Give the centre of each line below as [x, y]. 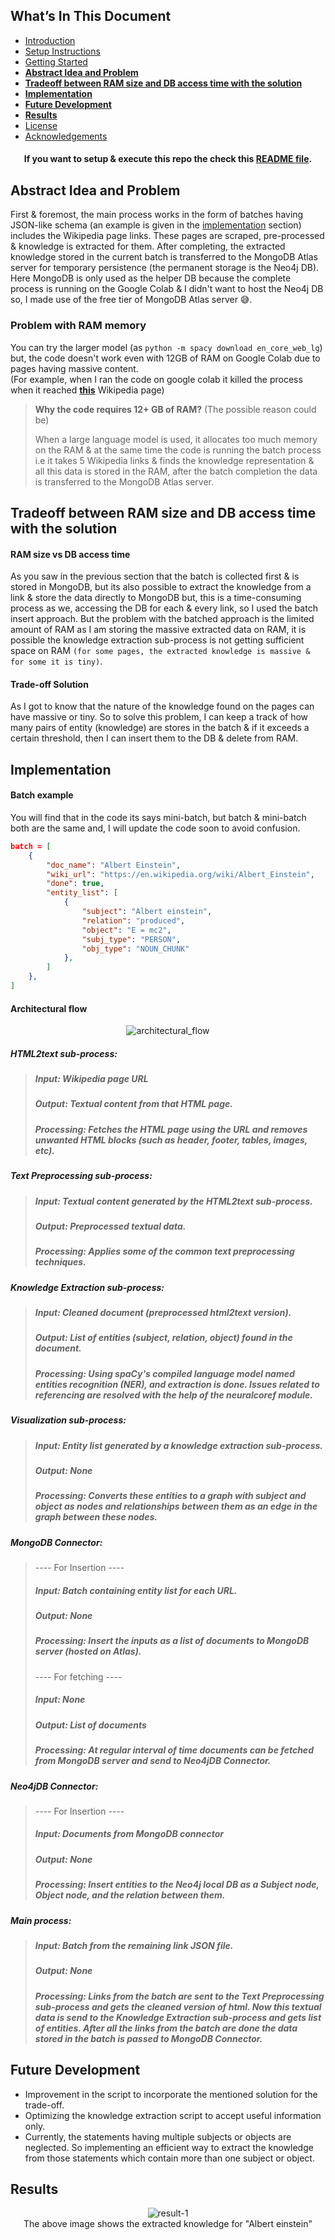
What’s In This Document [91, 16]
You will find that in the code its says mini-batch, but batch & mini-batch [158, 817]
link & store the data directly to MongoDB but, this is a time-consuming [156, 598]
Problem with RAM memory [78, 326]
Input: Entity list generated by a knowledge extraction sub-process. [178, 1445]
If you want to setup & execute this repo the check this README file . [168, 159]
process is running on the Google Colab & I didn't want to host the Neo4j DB [167, 289]
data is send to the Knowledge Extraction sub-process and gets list [178, 2017]
